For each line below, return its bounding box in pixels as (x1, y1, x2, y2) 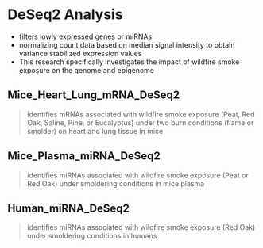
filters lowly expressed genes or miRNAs (18, 32, 153, 41)
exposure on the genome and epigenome (18, 65, 155, 74)
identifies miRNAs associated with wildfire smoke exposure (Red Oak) (26, 223, 256, 232)
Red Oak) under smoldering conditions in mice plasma (26, 178, 205, 188)
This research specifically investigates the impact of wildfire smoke (18, 57, 240, 67)
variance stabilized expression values (18, 48, 142, 58)
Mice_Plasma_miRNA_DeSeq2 (7, 149, 161, 163)
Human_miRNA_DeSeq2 (7, 201, 130, 215)
